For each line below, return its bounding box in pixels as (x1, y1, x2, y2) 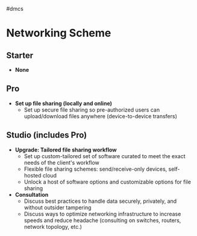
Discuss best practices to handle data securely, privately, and (23, 197, 177, 205)
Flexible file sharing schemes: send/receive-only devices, (23, 165, 167, 173)
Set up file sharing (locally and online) (14, 100, 113, 107)
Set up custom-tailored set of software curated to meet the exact (23, 152, 186, 159)
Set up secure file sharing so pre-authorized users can (23, 106, 160, 113)
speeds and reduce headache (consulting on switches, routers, (23, 217, 181, 224)
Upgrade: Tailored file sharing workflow (14, 146, 117, 153)
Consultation (14, 191, 49, 198)
